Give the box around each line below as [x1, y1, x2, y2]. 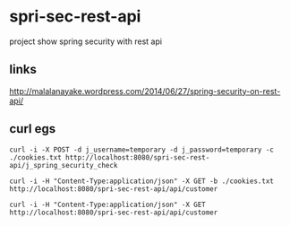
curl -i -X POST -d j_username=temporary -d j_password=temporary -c [9, 145, 275, 154]
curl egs [9, 121, 56, 136]
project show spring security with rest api [9, 36, 163, 47]
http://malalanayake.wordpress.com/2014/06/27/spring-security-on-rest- [9, 85, 281, 96]
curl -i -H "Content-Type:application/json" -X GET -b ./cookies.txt [9, 177, 275, 186]
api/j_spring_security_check [9, 161, 118, 169]
